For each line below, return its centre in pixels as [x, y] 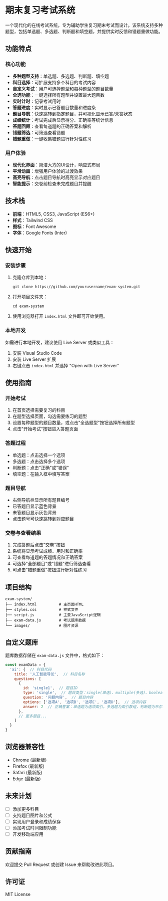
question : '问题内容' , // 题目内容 [58, 698]
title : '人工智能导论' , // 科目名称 [49, 674]
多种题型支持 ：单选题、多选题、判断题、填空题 [60, 76]
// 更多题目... [33, 716]
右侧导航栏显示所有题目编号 [41, 500]
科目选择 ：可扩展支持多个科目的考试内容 [54, 82]
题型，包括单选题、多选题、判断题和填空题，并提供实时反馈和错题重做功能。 [84, 31]
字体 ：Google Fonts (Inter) [40, 233]
